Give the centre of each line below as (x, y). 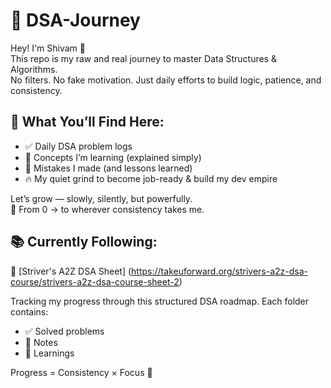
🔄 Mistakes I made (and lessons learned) (108, 168)
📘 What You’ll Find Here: (87, 122)
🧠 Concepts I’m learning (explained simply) (113, 157)
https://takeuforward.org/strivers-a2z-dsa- (219, 271)
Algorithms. (34, 69)
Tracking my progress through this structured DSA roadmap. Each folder (160, 301)
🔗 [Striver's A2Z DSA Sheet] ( (71, 271)
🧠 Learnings (49, 353)
